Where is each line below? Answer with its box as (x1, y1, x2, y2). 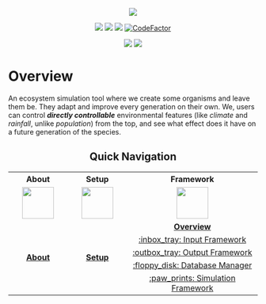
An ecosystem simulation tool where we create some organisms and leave (8, 93, 251, 103)
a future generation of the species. (8, 127, 121, 136)
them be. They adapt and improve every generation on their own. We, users (8, 101, 255, 111)
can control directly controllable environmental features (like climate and (8, 110, 248, 120)
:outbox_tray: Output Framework (132, 246, 253, 257)
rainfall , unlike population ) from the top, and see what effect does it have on (8, 119, 256, 128)
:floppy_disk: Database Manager (132, 260, 253, 271)
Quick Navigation (89, 150, 177, 164)
